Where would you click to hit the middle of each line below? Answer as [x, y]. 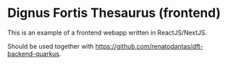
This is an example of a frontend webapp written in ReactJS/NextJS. [107, 32]
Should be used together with [51, 46]
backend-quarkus [33, 54]
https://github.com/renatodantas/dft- [149, 46]
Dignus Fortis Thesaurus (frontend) [114, 13]
